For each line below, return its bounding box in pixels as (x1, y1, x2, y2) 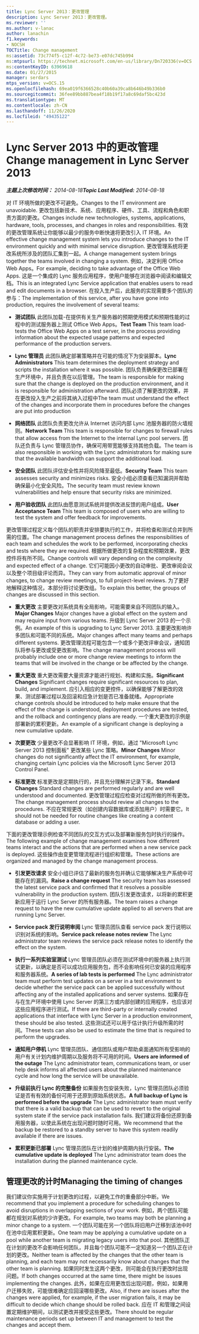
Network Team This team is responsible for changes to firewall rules (25, 427, 193, 435)
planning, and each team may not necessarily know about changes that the (6, 1258, 190, 1265)
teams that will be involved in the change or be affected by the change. (14, 659, 188, 667)
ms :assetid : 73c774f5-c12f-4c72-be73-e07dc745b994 (6, 53, 134, 59)
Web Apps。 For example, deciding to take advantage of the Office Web (6, 265, 181, 272)
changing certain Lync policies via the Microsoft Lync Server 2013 (14, 759, 176, 767)
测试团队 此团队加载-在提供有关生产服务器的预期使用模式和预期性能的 (14, 314, 185, 321)
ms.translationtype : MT (6, 97, 65, 103)
